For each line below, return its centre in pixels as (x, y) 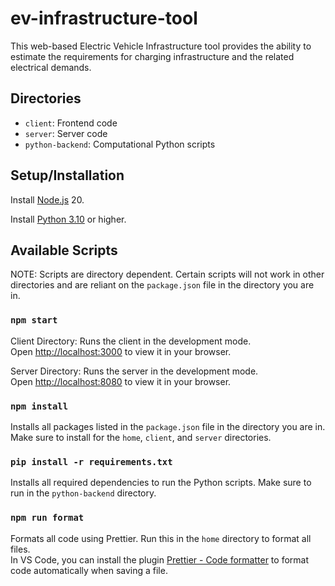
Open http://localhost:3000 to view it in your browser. (121, 351)
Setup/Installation (67, 175)
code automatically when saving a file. (89, 570)
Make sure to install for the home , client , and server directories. (141, 437)
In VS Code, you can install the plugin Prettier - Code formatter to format (159, 559)
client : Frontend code (71, 123)
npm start (34, 320)
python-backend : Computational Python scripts (120, 144)
